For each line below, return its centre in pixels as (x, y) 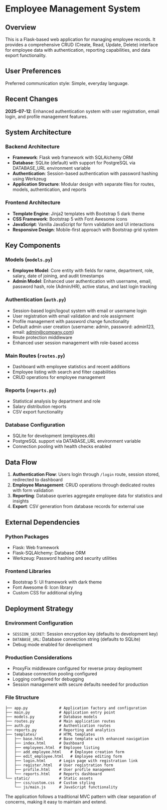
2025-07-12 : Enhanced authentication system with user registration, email (82, 111)
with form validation (33, 490)
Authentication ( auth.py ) (36, 299)
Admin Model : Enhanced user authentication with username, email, (82, 281)
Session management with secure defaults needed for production (80, 684)
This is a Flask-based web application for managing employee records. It (80, 39)
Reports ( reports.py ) (31, 390)
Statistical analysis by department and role (56, 401)
